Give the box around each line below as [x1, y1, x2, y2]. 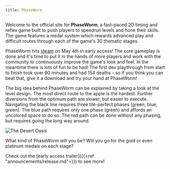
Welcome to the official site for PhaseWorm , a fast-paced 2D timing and [5, 22, 158, 28]
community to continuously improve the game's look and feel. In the [5, 58, 148, 65]
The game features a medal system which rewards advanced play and [5, 32, 154, 38]
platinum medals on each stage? [5, 143, 74, 149]
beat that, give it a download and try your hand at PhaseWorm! [5, 75, 137, 81]
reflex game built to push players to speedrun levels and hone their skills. [5, 27, 160, 33]
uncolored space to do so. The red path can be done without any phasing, [5, 112, 162, 118]
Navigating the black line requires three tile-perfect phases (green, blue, [5, 101, 158, 108]
